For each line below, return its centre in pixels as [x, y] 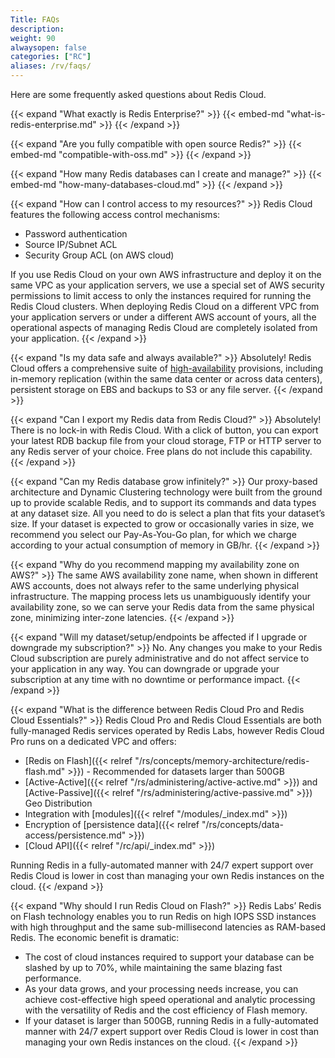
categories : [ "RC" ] [51, 57]
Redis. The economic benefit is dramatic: [95, 937]
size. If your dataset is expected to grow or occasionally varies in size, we [162, 524]
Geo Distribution [58, 803]
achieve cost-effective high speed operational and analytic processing [170, 999]
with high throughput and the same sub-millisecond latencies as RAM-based [168, 927]
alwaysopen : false [48, 47]
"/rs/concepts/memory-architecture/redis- [222, 760]
